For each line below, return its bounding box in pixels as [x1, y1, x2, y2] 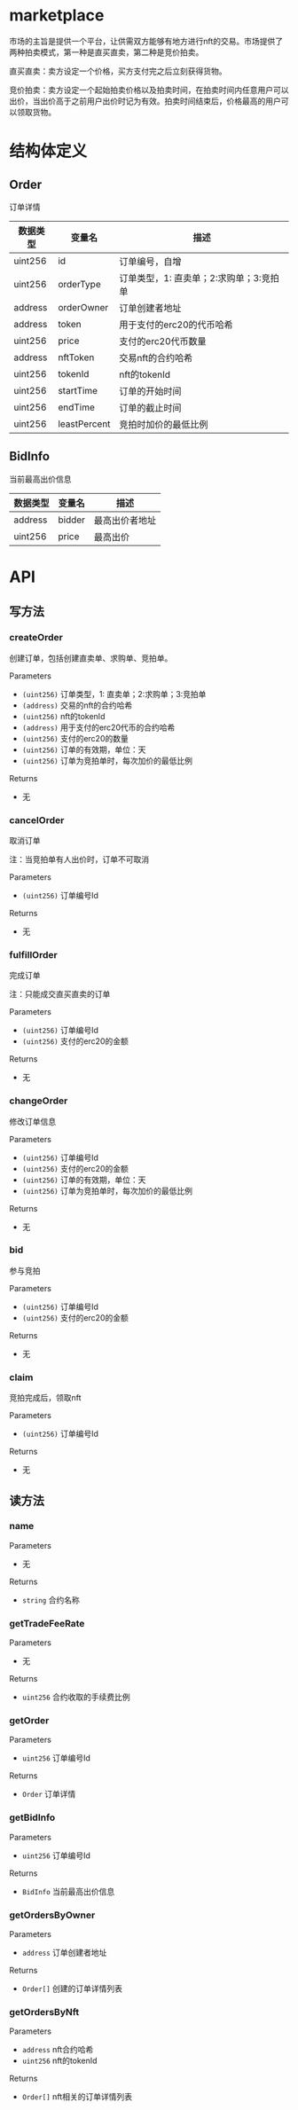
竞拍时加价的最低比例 [119, 418, 208, 430]
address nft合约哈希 [21, 2044, 94, 2055]
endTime [57, 401, 96, 413]
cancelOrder [9, 813, 65, 826]
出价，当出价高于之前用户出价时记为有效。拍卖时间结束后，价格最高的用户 [9, 95, 281, 106]
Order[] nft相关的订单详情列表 [21, 2091, 133, 2102]
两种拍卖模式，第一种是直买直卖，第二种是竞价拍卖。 [9, 46, 204, 58]
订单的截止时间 [119, 401, 182, 413]
